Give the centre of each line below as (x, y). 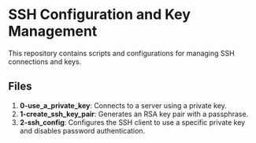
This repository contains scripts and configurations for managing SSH (121, 53)
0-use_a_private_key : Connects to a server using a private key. (123, 105)
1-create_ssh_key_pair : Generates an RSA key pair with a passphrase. (134, 114)
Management (53, 31)
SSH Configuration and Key (100, 15)
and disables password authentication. (82, 130)
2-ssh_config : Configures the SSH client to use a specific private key (132, 122)
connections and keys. (45, 62)
